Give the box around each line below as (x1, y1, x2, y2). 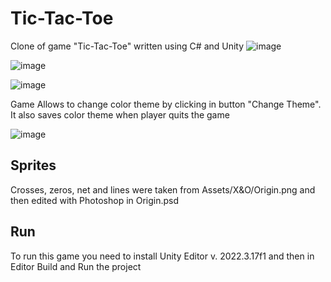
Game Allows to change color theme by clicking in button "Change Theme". (10, 98, 322, 110)
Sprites (10, 157, 57, 174)
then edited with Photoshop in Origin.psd (10, 194, 180, 206)
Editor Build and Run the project (10, 260, 142, 272)
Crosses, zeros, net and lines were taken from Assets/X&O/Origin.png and (10, 183, 316, 196)
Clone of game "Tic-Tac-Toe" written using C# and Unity (10, 40, 245, 52)
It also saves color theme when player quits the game (10, 108, 230, 121)
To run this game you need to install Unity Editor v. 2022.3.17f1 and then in (10, 250, 315, 262)
